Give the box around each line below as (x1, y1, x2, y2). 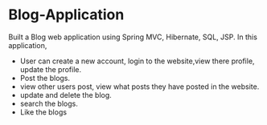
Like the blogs (19, 107, 67, 117)
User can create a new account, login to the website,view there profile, (19, 56, 255, 66)
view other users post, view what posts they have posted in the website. (19, 82, 260, 91)
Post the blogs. (19, 73, 71, 83)
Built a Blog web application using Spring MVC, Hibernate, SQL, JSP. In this (8, 32, 257, 42)
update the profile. (19, 64, 82, 74)
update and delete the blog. (19, 90, 113, 99)
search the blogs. (19, 99, 78, 108)
